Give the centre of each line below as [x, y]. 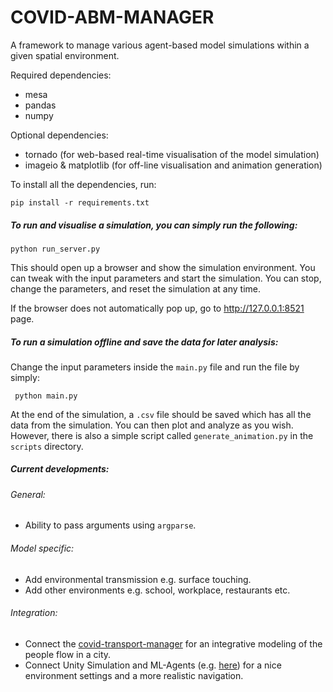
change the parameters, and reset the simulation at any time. [135, 288]
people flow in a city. [68, 654]
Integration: [34, 613]
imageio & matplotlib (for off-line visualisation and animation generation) [173, 165]
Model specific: [42, 548]
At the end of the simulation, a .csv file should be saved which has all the [161, 414]
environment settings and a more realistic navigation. [134, 675]
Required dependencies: [61, 75]
